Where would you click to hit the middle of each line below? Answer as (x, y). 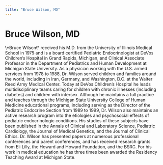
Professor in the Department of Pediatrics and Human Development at (76, 63)
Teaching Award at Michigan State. (41, 157)
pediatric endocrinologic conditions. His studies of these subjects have (77, 120)
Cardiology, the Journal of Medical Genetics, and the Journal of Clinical (77, 131)
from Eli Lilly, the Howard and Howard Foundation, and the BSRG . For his (79, 147)
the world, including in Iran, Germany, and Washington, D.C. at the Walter (79, 79)
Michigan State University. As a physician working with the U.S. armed (76, 68)
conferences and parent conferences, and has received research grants (78, 141)
